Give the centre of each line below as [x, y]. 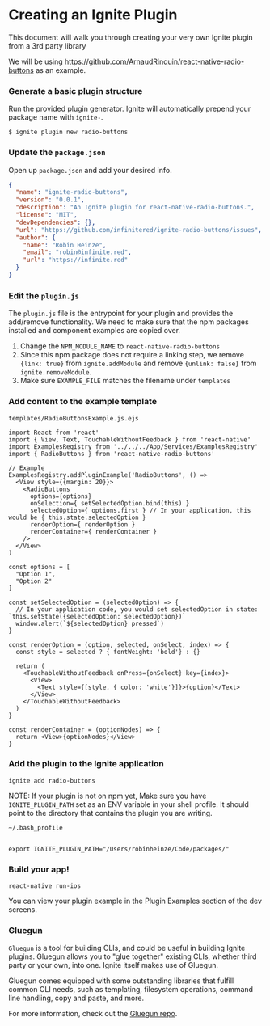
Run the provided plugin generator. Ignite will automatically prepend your [130, 109]
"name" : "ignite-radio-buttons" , [72, 192]
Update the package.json [57, 153]
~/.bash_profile [36, 828]
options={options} [61, 496]
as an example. [61, 70]
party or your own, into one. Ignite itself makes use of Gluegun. [114, 965]
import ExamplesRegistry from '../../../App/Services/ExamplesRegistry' [133, 446]
